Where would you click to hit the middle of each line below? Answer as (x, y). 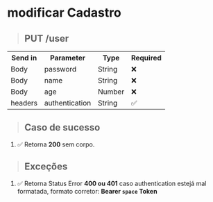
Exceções (46, 167)
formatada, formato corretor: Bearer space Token (87, 191)
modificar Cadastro (64, 13)
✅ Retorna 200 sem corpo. (56, 144)
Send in (24, 58)
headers (24, 103)
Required (146, 58)
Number (111, 92)
